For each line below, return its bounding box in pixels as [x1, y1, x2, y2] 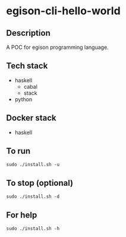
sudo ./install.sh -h [6, 226, 60, 232]
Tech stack [6, 61, 48, 71]
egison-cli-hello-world [6, 4, 121, 18]
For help [6, 210, 37, 220]
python [14, 95, 33, 102]
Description [6, 28, 51, 38]
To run [6, 146, 31, 156]
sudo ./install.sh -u [6, 162, 60, 168]
